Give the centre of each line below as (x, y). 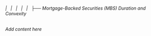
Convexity (16, 13)
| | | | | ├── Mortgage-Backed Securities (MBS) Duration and (75, 8)
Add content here (24, 29)
